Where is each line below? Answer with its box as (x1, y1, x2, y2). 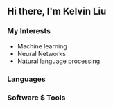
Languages (7, 74, 46, 84)
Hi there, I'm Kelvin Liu (7, 6, 107, 17)
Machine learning (17, 42, 67, 51)
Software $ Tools (7, 93, 66, 102)
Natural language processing (17, 57, 101, 65)
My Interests (7, 26, 51, 36)
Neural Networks (17, 49, 66, 57)
